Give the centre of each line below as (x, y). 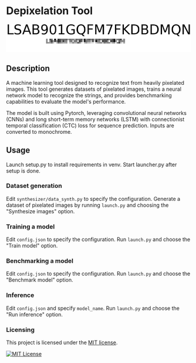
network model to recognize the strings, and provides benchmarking (89, 95)
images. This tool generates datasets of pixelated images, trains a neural (94, 89)
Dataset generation (34, 186)
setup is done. (23, 171)
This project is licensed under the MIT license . (62, 342)
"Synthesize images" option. (40, 211)
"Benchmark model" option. (40, 280)
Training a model (31, 226)
